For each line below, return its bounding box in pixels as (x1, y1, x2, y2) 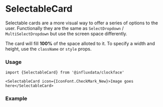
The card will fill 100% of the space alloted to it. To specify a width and (5, 40, 155, 46)
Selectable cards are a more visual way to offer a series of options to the (5, 20, 158, 26)
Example (5, 95, 28, 102)
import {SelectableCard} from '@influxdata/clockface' (5, 70, 125, 75)
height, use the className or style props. (5, 46, 92, 52)
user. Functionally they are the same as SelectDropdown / (5, 25, 124, 31)
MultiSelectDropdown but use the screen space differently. (5, 30, 128, 37)
